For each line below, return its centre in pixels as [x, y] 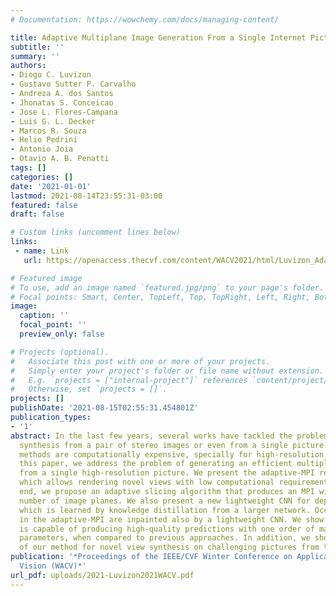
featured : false [44, 205]
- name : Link [42, 251]
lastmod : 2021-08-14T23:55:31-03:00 [86, 196]
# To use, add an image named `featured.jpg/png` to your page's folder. [167, 287]
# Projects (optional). [60, 352]
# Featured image [46, 278]
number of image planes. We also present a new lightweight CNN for [165, 501]
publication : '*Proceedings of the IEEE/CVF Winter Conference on [151, 557]
